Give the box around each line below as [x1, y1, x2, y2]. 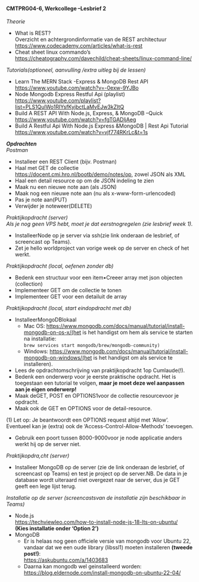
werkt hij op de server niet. [14, 441, 81, 448]
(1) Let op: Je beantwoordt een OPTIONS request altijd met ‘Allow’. [6, 416, 169, 423]
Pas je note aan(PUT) [14, 196, 67, 203]
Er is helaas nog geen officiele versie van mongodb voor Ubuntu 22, [23, 537, 191, 545]
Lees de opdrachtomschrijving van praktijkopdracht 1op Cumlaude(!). [14, 367, 185, 374]
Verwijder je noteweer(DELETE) [14, 203, 92, 210]
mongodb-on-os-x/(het [23, 329, 82, 336]
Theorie [6, 18, 26, 25]
